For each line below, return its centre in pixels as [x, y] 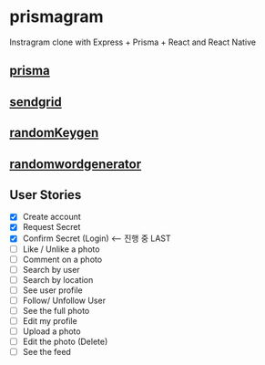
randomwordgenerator [76, 164]
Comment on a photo [62, 259]
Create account [52, 217]
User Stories [46, 195]
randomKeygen [54, 133]
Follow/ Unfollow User [64, 300]
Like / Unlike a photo [61, 249]
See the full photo [56, 310]
